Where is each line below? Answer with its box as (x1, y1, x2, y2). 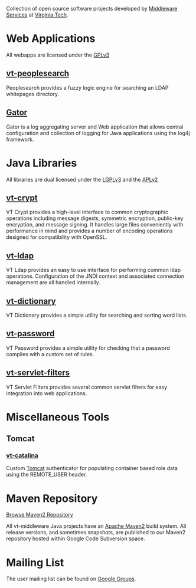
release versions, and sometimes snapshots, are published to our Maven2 (6, 529, 186, 536)
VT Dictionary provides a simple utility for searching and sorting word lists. (6, 311, 188, 318)
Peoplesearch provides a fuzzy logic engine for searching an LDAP (6, 84, 169, 91)
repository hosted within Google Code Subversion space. (6, 535, 146, 542)
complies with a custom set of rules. (6, 350, 94, 357)
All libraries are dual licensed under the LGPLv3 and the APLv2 (6, 176, 158, 183)
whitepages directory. (6, 90, 60, 97)
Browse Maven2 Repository (6, 511, 74, 518)
